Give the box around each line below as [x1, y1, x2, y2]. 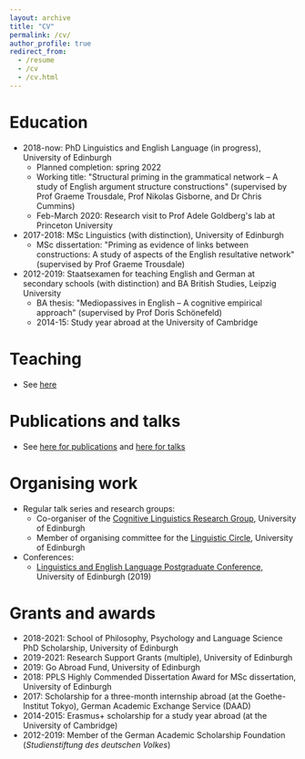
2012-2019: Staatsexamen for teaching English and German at [22, 268, 255, 279]
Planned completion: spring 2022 [36, 161, 162, 172]
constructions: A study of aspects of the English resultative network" [36, 248, 295, 260]
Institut [22, 701, 49, 712]
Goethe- [254, 691, 287, 702]
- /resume [17, 56, 55, 65]
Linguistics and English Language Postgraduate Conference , [36, 561, 264, 572]
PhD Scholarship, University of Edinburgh [22, 642, 179, 653]
